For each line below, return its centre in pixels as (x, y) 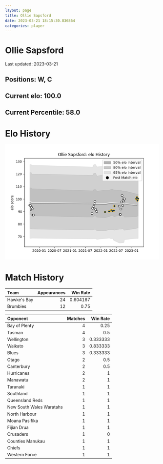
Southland (17, 393)
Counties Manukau (26, 441)
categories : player (25, 26)
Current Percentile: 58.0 (43, 112)
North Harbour (22, 414)
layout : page (18, 10)
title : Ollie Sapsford (28, 15)
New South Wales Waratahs (35, 407)
